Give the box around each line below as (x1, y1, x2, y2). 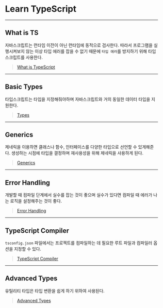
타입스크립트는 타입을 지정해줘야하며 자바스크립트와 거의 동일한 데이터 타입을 (5, 96, 150, 102)
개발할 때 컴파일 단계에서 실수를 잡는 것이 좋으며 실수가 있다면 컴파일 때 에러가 (5, 192, 153, 198)
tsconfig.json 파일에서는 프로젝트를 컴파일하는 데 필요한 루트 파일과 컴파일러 (5, 240, 153, 246)
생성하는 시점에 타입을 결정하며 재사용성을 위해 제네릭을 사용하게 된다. (11, 150, 144, 156)
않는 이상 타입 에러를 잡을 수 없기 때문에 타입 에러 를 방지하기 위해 (26, 48, 147, 54)
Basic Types (5, 83, 43, 91)
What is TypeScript (16, 64, 55, 70)
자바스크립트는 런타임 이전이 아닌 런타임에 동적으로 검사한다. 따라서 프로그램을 (5, 42, 153, 48)
